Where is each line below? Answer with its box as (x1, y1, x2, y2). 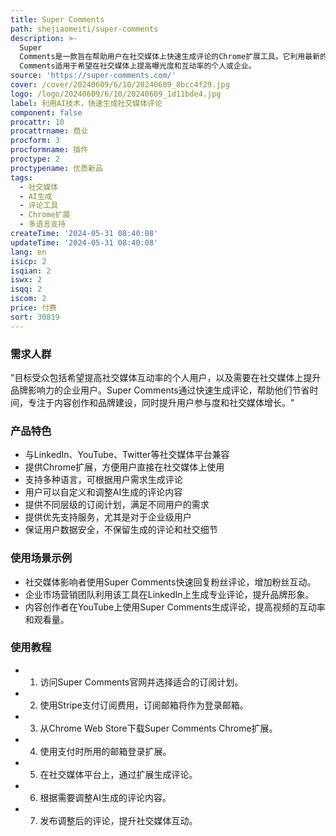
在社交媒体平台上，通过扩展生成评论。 (39, 768, 198, 780)
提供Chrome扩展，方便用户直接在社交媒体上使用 (24, 461, 225, 473)
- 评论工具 (19, 201, 59, 211)
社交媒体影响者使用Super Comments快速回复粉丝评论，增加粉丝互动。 (24, 576, 317, 588)
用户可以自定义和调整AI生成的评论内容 (24, 486, 183, 498)
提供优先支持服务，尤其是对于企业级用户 (24, 511, 192, 523)
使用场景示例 (10, 551, 73, 565)
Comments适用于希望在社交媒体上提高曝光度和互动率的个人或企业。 (19, 61, 257, 71)
